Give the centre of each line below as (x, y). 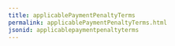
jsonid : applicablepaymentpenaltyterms (74, 30)
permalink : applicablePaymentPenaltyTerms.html (88, 23)
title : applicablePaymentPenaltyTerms (72, 15)
